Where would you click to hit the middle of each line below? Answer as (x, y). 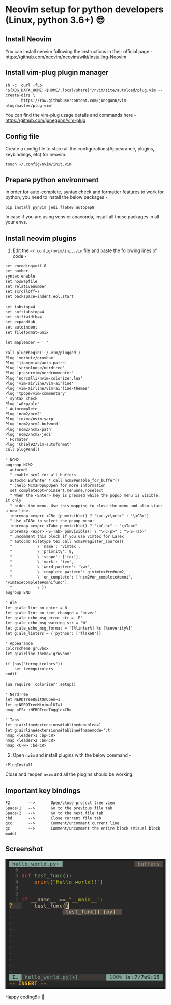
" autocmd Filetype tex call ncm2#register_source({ (67, 542)
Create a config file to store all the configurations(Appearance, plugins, (80, 148)
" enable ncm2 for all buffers (43, 475)
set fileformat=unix (27, 333)
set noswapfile (21, 282)
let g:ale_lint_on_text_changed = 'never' (51, 613)
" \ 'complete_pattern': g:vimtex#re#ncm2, (68, 572)
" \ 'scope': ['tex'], (45, 557)
